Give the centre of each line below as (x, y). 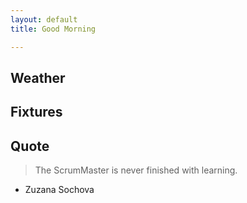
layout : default (44, 19)
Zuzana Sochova (59, 190)
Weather (38, 77)
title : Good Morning (53, 29)
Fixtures (36, 112)
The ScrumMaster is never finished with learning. (136, 170)
